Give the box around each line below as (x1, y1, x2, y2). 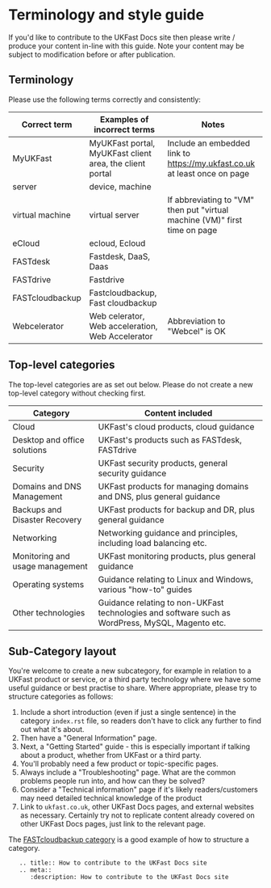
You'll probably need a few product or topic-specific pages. (19, 759, 219, 769)
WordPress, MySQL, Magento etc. (98, 617, 227, 628)
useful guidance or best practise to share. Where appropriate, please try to (8, 683, 257, 693)
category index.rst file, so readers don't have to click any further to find (19, 716, 262, 725)
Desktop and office (12, 434, 85, 446)
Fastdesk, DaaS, (89, 251, 151, 262)
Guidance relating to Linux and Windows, (98, 573, 254, 585)
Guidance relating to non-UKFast (98, 597, 224, 608)
